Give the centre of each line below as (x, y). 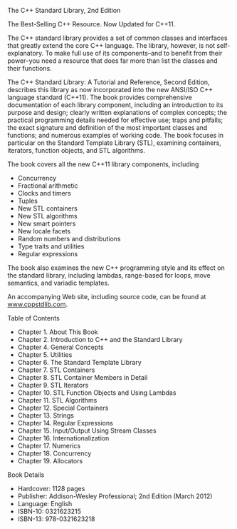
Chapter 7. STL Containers (56, 370)
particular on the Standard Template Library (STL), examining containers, (115, 143)
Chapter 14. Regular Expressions (65, 423)
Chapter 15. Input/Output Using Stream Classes (87, 430)
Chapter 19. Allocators (50, 461)
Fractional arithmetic (48, 186)
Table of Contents (34, 318)
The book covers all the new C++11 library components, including (103, 164)
